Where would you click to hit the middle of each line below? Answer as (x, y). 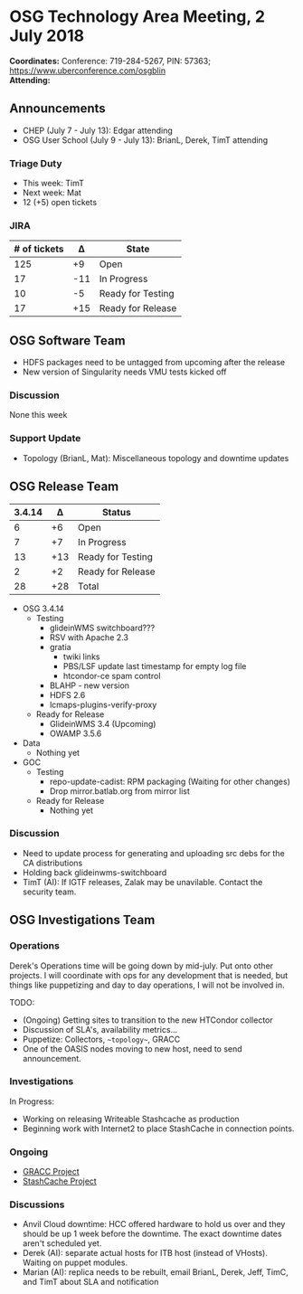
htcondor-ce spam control (112, 675)
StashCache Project (59, 1181)
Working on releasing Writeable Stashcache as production (131, 1119)
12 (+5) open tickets (60, 203)
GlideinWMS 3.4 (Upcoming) (103, 723)
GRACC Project (51, 1172)
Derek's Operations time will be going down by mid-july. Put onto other (142, 966)
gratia (60, 647)
